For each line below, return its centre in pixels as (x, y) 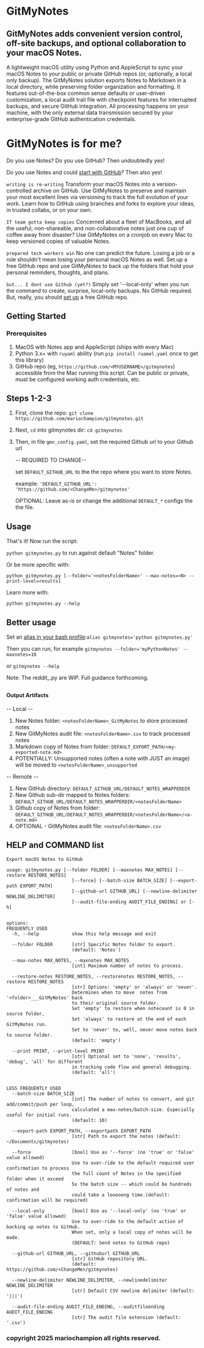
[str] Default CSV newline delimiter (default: (133, 1291)
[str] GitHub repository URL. (110, 1258)
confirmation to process (38, 1168)
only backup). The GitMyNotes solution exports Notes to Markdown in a (96, 80)
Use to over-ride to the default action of (128, 1221)
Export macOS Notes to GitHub (45, 859)
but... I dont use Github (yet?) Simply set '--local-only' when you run (98, 284)
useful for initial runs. (39, 1115)
